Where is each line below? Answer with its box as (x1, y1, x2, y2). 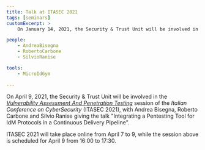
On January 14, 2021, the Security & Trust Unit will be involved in (17, 26, 199, 32)
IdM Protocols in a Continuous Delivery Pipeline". (6, 119, 130, 126)
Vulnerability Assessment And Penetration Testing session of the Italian (6, 99, 187, 107)
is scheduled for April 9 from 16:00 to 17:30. (6, 137, 116, 145)
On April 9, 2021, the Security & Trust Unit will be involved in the (6, 93, 168, 101)
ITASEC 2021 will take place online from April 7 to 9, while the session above (6, 130, 199, 138)
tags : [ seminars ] (6, 15, 51, 21)
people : (6, 37, 26, 43)
